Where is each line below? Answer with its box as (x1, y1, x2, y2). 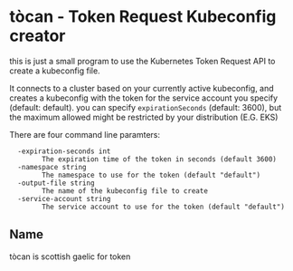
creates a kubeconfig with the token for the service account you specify (9, 92, 279, 103)
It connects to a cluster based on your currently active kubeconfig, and (9, 82, 274, 93)
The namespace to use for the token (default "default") (42, 170, 260, 179)
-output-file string (17, 179, 95, 188)
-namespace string (17, 162, 88, 171)
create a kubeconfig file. (9, 65, 101, 76)
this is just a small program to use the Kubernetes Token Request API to (9, 55, 276, 66)
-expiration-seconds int (17, 147, 111, 156)
